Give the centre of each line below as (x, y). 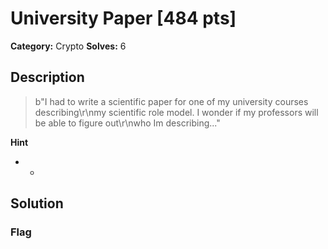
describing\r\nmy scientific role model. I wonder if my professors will (176, 112)
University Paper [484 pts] (123, 18)
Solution (37, 203)
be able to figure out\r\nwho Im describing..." (127, 123)
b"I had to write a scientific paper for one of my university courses (171, 101)
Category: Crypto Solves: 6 (68, 46)
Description (47, 77)
